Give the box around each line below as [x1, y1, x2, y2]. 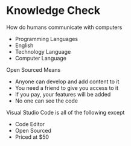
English [14, 42, 34, 49]
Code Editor [14, 120, 45, 127]
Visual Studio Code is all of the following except [6, 109, 125, 116]
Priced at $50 [14, 133, 50, 141]
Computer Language [14, 54, 66, 62]
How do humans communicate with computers [6, 24, 123, 31]
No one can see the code [14, 97, 78, 104]
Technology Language [14, 48, 71, 55]
